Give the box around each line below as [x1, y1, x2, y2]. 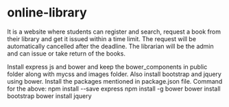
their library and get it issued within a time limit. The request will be [7, 34, 197, 43]
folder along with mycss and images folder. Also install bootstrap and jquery [7, 70, 221, 78]
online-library [7, 5, 87, 21]
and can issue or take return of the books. [7, 49, 125, 58]
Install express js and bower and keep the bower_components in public [7, 62, 208, 71]
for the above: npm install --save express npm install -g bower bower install [7, 84, 221, 93]
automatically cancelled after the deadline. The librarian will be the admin [7, 42, 214, 50]
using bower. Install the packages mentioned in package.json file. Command [7, 77, 223, 85]
